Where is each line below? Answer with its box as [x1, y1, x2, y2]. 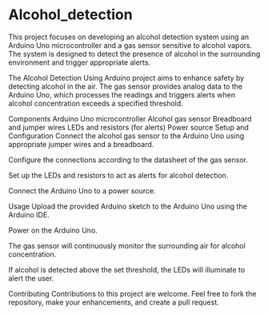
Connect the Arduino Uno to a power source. [8, 185, 156, 195]
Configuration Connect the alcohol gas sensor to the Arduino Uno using [8, 130, 245, 141]
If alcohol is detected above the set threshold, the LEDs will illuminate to [8, 265, 246, 274]
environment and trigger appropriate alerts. [8, 58, 150, 67]
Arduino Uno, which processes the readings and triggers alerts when [8, 90, 236, 99]
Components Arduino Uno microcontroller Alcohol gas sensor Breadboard [8, 114, 252, 123]
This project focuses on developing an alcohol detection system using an [8, 32, 250, 42]
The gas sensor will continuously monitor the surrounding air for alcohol [8, 241, 246, 250]
